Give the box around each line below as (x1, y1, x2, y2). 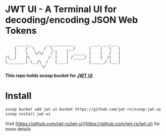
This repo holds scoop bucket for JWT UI (5, 72, 93, 79)
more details (5, 126, 31, 132)
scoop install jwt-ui (5, 111, 51, 116)
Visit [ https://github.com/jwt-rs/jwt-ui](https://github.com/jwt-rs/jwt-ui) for (5, 120, 160, 126)
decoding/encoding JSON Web (5, 14, 138, 26)
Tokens (5, 25, 37, 36)
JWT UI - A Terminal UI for (5, 4, 117, 15)
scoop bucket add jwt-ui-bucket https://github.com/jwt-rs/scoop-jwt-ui (5, 107, 161, 112)
